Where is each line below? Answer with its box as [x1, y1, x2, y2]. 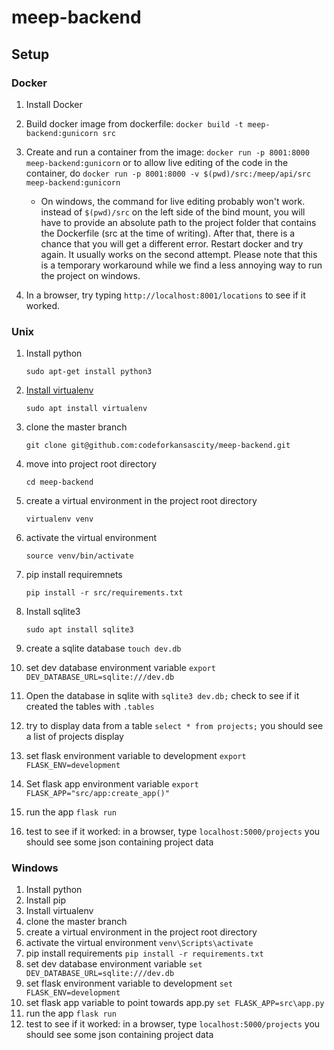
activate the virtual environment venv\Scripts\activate [25, 937, 254, 949]
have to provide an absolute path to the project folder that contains [40, 216, 317, 228]
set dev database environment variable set [25, 958, 203, 970]
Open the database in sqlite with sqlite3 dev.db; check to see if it [25, 690, 300, 702]
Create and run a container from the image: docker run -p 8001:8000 [25, 146, 310, 158]
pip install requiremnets [25, 569, 123, 581]
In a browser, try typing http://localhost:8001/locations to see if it [25, 289, 306, 301]
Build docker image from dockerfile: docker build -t [25, 117, 244, 130]
